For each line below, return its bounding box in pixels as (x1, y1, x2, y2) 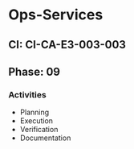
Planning (19, 107, 50, 118)
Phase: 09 (8, 64, 60, 78)
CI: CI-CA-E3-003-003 (8, 38, 127, 52)
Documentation (19, 133, 71, 143)
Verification (19, 125, 59, 135)
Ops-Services (8, 6, 104, 24)
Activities (8, 89, 47, 100)
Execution (19, 116, 54, 126)
